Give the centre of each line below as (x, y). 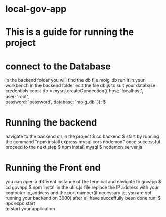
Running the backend (51, 122)
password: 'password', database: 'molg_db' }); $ (56, 102)
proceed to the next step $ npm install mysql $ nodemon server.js (74, 147)
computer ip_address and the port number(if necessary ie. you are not (78, 193)
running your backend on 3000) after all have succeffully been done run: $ (83, 198)
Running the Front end (53, 168)
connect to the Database (58, 66)
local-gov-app (36, 9)
